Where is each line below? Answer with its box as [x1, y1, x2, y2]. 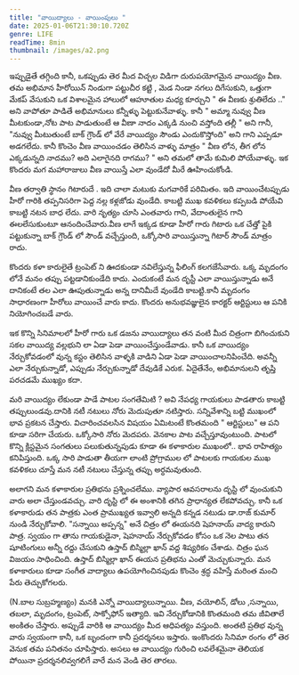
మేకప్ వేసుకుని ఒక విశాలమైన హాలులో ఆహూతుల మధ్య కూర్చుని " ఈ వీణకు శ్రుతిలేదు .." [9, 94, 287, 105]
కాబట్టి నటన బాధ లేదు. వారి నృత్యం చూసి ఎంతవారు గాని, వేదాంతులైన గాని [9, 207, 243, 218]
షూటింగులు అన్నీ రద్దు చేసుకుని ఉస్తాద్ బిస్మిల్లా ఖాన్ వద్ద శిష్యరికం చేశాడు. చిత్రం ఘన [9, 542, 269, 553]
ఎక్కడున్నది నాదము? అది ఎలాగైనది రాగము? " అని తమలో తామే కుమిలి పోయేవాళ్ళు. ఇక [9, 152, 289, 163]
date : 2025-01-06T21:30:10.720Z [9, 21, 129, 30]
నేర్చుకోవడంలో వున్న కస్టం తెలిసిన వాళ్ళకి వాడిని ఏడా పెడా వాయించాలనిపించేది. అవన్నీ [9, 351, 278, 362]
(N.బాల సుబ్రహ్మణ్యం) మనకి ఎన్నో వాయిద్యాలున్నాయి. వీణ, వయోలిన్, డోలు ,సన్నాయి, [9, 597, 279, 607]
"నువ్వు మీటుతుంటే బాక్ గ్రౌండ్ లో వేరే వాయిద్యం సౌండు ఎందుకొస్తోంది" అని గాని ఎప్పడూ [9, 129, 283, 140]
